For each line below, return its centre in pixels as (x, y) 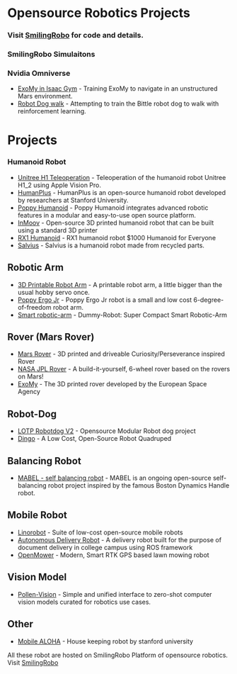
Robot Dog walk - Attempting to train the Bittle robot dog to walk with (118, 103)
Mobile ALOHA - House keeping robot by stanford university (105, 641)
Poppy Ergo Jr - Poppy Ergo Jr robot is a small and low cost (105, 300)
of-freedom (34, 307)
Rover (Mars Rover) (51, 337)
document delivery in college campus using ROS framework (105, 547)
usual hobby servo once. (54, 292)
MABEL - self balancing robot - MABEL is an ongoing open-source (115, 478)
